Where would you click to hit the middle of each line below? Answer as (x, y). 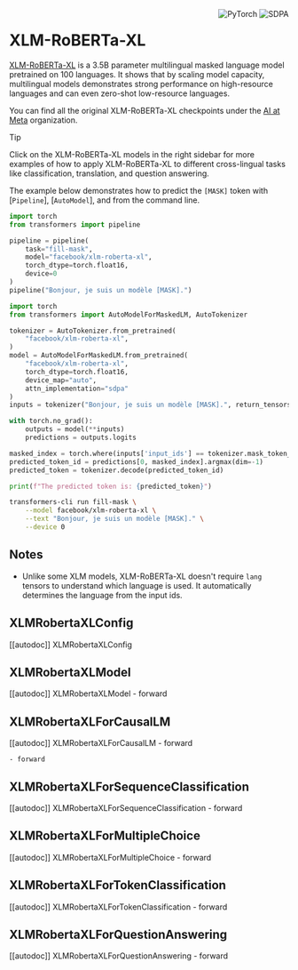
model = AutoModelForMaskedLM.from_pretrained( (99, 356)
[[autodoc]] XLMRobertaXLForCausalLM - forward (101, 743)
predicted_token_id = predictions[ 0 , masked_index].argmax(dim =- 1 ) (137, 461)
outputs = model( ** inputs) (75, 429)
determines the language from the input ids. (102, 595)
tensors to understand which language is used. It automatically (137, 585)
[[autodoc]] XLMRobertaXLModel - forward (88, 693)
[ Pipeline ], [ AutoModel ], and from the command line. (105, 200)
